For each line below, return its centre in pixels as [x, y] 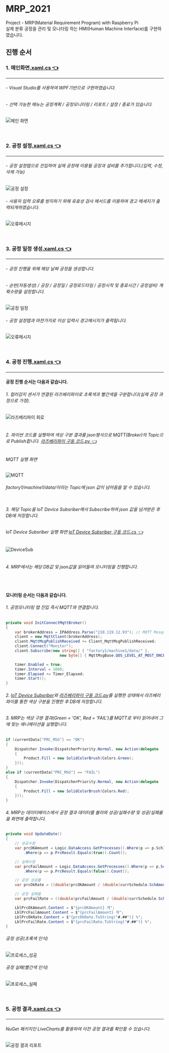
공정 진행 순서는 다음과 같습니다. [37, 382]
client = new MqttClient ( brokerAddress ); [58, 637]
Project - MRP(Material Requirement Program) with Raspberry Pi [72, 23]
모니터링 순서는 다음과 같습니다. [36, 595]
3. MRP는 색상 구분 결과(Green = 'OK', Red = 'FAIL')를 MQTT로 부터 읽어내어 [82, 718]
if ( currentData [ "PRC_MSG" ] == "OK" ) [45, 739]
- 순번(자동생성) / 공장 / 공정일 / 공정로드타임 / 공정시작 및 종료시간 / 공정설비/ [82, 285]
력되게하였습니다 [22, 207]
